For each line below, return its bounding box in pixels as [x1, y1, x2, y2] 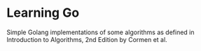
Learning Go [6, 5, 80, 21]
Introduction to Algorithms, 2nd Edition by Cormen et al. [6, 35, 167, 43]
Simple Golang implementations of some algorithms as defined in [6, 28, 195, 36]
